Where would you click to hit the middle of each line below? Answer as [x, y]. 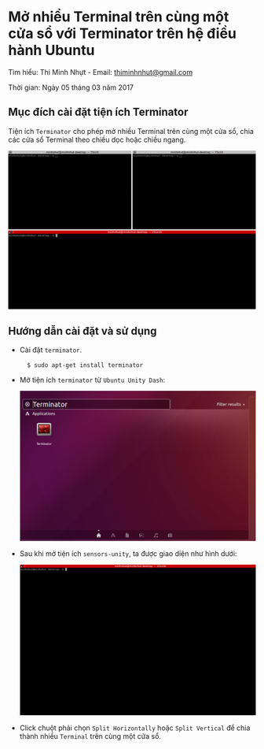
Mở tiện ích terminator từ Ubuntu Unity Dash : [92, 380]
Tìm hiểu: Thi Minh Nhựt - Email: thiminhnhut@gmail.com [101, 72]
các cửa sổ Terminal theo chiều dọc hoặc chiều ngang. [97, 139]
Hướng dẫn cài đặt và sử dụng [82, 331]
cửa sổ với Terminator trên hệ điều [123, 33]
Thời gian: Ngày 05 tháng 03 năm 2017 [71, 87]
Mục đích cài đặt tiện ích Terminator [98, 112]
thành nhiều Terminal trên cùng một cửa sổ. [90, 736]
